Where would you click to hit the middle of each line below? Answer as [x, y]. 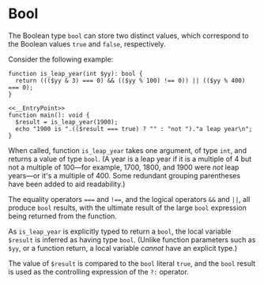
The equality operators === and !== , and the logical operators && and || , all [129, 199]
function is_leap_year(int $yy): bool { [76, 73]
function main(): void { [49, 115]
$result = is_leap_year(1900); [67, 122]
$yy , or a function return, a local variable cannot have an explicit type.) [123, 248]
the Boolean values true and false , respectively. [87, 43]
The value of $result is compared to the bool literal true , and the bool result [132, 263]
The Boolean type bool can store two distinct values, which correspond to [128, 35]
